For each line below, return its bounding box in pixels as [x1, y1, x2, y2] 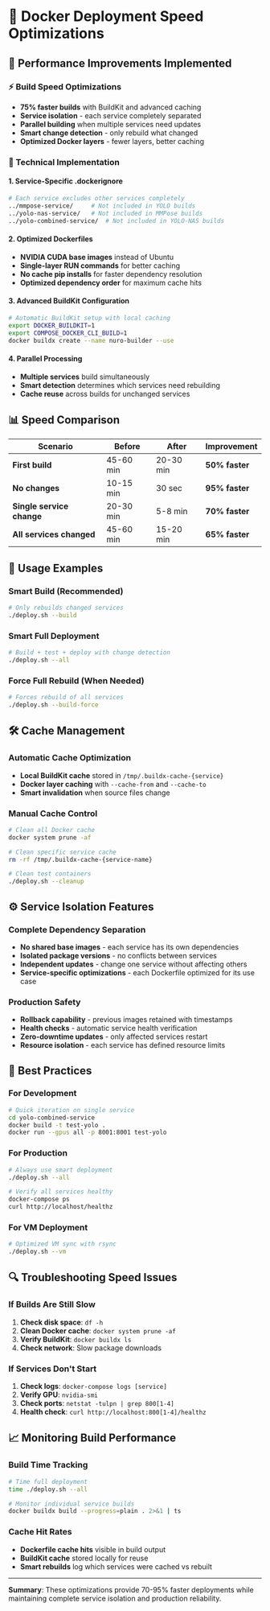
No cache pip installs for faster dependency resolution [19, 269, 202, 278]
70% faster [205, 506, 250, 517]
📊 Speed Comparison [8, 414, 121, 426]
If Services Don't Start [8, 1363, 97, 1374]
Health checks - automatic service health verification [19, 1024, 198, 1033]
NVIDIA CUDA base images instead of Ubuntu [19, 252, 174, 262]
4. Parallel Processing [8, 354, 83, 363]
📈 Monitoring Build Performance [8, 1432, 177, 1445]
